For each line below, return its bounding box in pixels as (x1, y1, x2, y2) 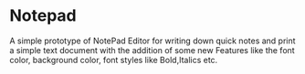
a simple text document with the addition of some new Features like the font (9, 44, 295, 55)
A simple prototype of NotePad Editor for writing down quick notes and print (9, 35, 296, 46)
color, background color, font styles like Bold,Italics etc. (9, 54, 218, 65)
